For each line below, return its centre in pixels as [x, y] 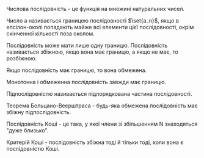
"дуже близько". [27, 130]
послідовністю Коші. [33, 149]
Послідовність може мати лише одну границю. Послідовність [87, 45]
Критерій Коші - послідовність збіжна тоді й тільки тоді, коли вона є [95, 142]
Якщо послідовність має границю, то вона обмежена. [77, 70]
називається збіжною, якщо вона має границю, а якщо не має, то [92, 52]
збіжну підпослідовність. [39, 112]
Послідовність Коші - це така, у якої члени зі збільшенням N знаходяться [102, 124]
